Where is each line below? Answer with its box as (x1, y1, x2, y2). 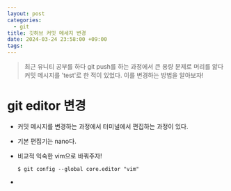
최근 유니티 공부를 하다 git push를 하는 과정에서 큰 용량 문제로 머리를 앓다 (24, 63, 224, 70)
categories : (7, 17, 42, 24)
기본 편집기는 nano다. (17, 137, 77, 145)
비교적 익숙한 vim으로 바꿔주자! (17, 151, 102, 160)
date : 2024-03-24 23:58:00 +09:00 (7, 36, 108, 43)
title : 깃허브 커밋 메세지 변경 (7, 29, 86, 37)
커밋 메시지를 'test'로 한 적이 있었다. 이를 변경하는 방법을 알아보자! (24, 71, 204, 79)
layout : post (7, 10, 45, 17)
